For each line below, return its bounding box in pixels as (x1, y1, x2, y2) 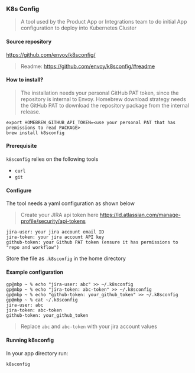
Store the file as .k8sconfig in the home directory (6, 255, 126, 262)
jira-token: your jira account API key (6, 234, 105, 241)
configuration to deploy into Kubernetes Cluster (20, 24, 137, 31)
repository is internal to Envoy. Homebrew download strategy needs (20, 95, 186, 102)
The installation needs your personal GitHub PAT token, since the (20, 89, 179, 96)
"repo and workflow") (6, 245, 60, 251)
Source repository (6, 38, 52, 45)
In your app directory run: (6, 349, 69, 356)
